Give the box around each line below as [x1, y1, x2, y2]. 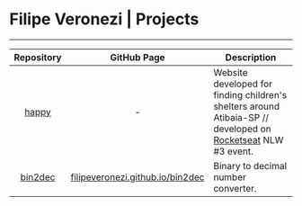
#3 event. [213, 145, 253, 157]
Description [225, 50, 277, 63]
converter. [213, 182, 258, 194]
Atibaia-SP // [213, 111, 270, 123]
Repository [13, 50, 62, 63]
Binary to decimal [213, 159, 288, 172]
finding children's [213, 88, 288, 101]
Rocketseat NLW [213, 133, 285, 146]
